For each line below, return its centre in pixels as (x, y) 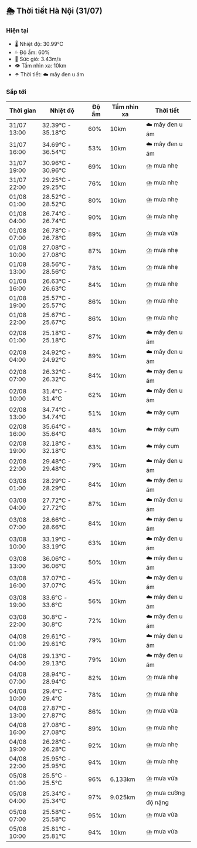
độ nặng (157, 802)
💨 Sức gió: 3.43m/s (38, 59)
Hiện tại (17, 31)
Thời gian (23, 110)
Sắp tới (16, 92)
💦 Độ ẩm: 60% (32, 52)
